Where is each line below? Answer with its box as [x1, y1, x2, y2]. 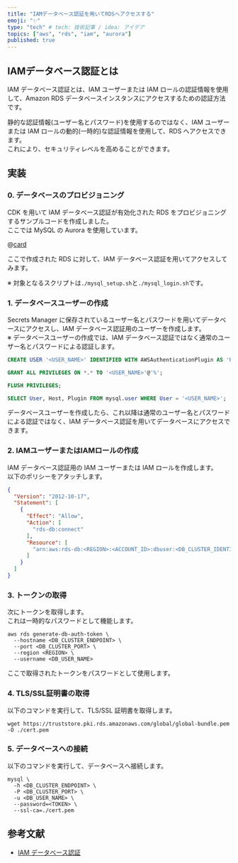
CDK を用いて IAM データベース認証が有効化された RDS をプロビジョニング [7, 207, 227, 217]
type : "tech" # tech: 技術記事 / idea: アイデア [7, 23, 145, 31]
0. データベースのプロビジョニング [7, 190, 125, 200]
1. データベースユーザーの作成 [7, 298, 108, 308]
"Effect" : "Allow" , [25, 513, 84, 520]
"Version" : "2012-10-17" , [13, 493, 91, 500]
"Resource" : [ [25, 539, 69, 546]
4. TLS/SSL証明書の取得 [7, 688, 90, 698]
